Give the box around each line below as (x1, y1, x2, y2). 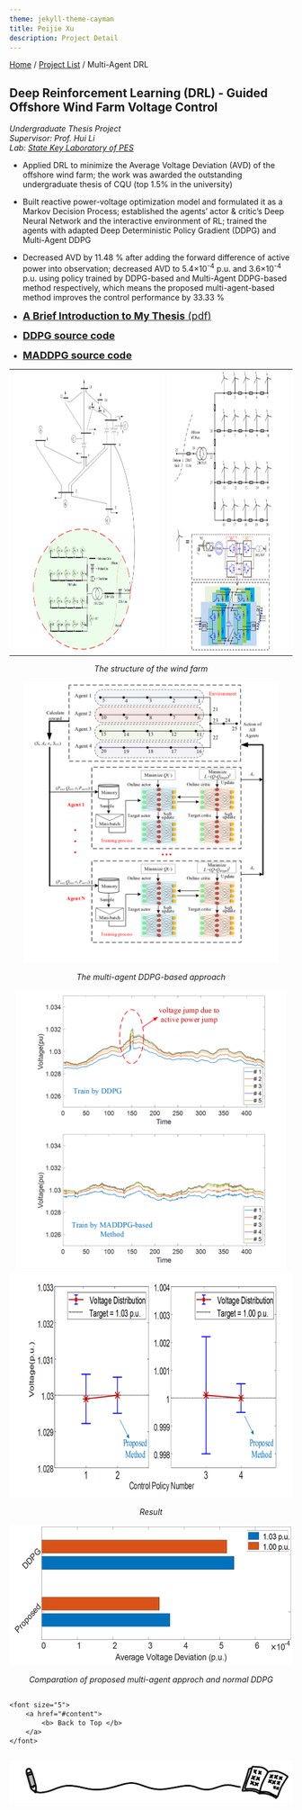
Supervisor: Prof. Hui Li (9, 133, 95, 144)
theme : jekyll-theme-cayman (9, 14, 115, 23)
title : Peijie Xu (9, 23, 75, 33)
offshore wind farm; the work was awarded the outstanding (22, 169, 243, 180)
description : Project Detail (9, 33, 119, 42)
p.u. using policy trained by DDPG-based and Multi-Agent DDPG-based (22, 273, 288, 284)
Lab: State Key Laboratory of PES (9, 142, 135, 153)
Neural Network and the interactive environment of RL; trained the (22, 216, 268, 227)
